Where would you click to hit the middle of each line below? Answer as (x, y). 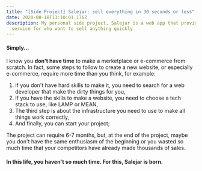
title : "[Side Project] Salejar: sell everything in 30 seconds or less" (101, 12)
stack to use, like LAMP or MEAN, (57, 104)
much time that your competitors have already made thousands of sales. (96, 148)
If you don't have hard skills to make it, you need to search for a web (100, 85)
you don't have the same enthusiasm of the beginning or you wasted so (95, 142)
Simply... (18, 47)
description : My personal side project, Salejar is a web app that (93, 23)
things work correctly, (42, 117)
